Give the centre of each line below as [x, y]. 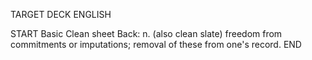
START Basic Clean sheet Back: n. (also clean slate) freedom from [146, 33]
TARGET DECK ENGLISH [61, 14]
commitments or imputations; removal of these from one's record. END [156, 44]
